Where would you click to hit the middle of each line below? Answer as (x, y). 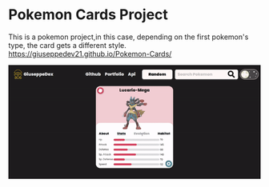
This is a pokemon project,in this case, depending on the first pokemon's (128, 37)
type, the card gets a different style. (67, 45)
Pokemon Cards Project (88, 15)
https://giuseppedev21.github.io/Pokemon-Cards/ (90, 54)
